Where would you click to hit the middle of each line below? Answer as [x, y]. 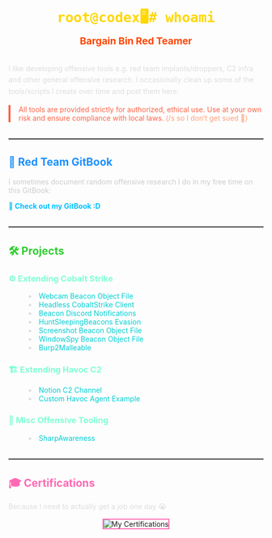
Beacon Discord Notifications [87, 313]
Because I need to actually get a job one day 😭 [88, 506]
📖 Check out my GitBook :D [55, 205]
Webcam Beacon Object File [86, 296]
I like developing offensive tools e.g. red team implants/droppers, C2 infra [131, 68]
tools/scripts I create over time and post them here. [94, 91]
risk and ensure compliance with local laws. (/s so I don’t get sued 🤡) [134, 118]
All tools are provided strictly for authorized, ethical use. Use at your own [140, 110]
